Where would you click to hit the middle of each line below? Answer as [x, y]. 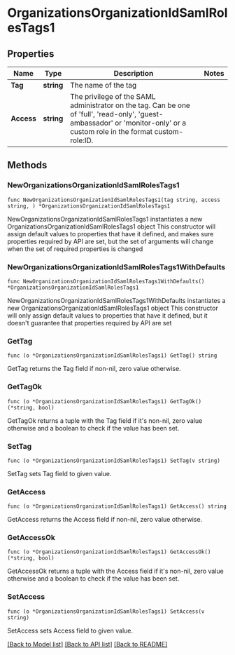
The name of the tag [103, 85]
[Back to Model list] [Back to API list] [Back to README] [87, 644]
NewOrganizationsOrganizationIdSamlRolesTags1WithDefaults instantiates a [116, 300]
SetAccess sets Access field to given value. [70, 630]
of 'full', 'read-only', [103, 114]
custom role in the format [111, 131]
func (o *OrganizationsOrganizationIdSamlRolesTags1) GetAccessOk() [109, 552]
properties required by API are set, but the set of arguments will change [111, 241]
